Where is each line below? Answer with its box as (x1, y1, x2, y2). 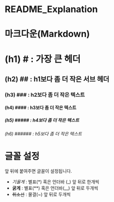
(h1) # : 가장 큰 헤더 (5, 53, 81, 65)
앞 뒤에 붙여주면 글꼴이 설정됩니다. (5, 168, 72, 174)
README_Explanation (5, 4, 98, 15)
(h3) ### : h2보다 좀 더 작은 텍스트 (5, 91, 85, 98)
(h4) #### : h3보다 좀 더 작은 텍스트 (5, 105, 77, 111)
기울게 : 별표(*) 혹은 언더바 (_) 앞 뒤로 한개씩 (12, 179, 99, 185)
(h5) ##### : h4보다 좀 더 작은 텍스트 (5, 117, 79, 123)
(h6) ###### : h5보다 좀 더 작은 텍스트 (5, 131, 82, 137)
